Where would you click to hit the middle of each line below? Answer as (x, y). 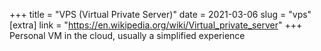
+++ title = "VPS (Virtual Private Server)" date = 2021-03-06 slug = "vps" (160, 14)
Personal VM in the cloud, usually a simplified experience (127, 35)
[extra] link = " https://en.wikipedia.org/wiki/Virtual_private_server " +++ (156, 25)
